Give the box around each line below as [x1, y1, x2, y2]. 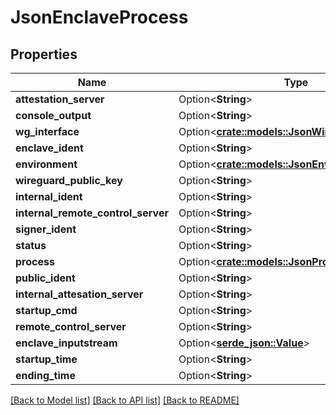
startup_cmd [15, 304, 78, 317]
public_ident [15, 271, 76, 285]
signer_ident [15, 222, 77, 236]
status [15, 239, 47, 252]
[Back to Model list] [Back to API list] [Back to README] [10, 394, 240, 406]
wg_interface [15, 125, 80, 138]
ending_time [15, 369, 76, 382]
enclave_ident [15, 141, 84, 155]
